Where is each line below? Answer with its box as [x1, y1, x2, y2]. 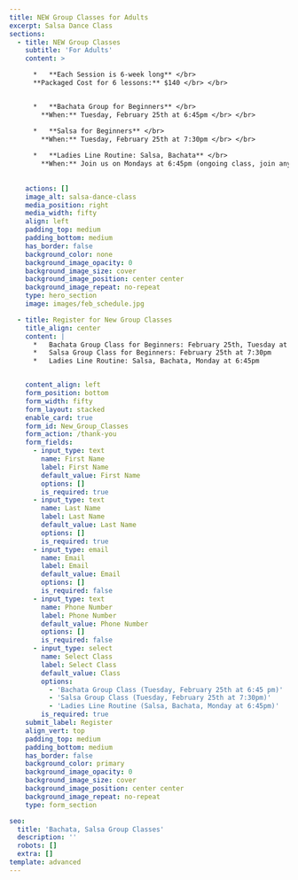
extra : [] [17, 850, 53, 859]
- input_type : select [32, 644, 114, 653]
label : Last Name [41, 512, 105, 521]
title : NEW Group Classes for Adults [9, 12, 149, 22]
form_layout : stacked [25, 405, 105, 414]
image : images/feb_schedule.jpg [25, 300, 145, 308]
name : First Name [41, 455, 105, 463]
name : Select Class [41, 652, 114, 661]
